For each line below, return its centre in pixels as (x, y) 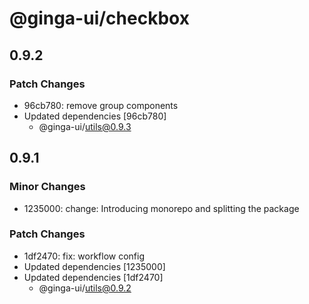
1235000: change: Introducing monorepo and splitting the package (161, 208)
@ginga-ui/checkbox (99, 18)
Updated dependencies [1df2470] (93, 277)
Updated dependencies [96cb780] (95, 116)
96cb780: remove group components (101, 105)
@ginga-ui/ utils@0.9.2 (85, 288)
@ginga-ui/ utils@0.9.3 (85, 126)
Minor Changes (47, 187)
